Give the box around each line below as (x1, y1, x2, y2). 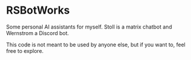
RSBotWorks (6, 4, 70, 17)
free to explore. (6, 47, 44, 54)
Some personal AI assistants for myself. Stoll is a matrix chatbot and (6, 23, 172, 30)
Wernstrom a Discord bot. (6, 29, 69, 36)
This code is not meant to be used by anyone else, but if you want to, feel (6, 41, 186, 48)
